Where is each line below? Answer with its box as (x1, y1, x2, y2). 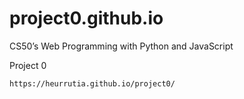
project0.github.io (9, 7, 164, 30)
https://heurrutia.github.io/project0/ (9, 78, 176, 89)
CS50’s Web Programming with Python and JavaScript (9, 40, 234, 52)
